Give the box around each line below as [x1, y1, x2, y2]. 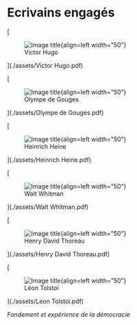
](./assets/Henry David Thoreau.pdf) [7, 250, 110, 258]
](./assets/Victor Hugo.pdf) [7, 61, 84, 69]
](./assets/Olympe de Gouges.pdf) [7, 108, 104, 117]
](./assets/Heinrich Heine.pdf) [7, 156, 92, 164]
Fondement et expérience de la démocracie [7, 310, 130, 318]
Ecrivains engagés [7, 5, 115, 21]
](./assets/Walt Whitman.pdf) [7, 202, 89, 210]
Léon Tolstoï [24, 283, 60, 292]
